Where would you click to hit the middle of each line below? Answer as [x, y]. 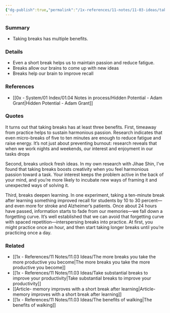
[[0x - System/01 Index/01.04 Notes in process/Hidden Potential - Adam [88, 98]
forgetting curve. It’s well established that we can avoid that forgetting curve [85, 216]
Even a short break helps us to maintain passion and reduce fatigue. [83, 63]
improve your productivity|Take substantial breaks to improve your [82, 278]
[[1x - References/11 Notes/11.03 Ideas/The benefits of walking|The [82, 300]
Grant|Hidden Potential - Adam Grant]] [53, 103]
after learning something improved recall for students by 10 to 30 [73, 200]
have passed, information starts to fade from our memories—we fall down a [84, 211]
